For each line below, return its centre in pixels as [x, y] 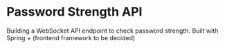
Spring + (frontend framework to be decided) [71, 37]
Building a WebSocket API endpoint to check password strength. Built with [112, 31]
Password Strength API [74, 12]
